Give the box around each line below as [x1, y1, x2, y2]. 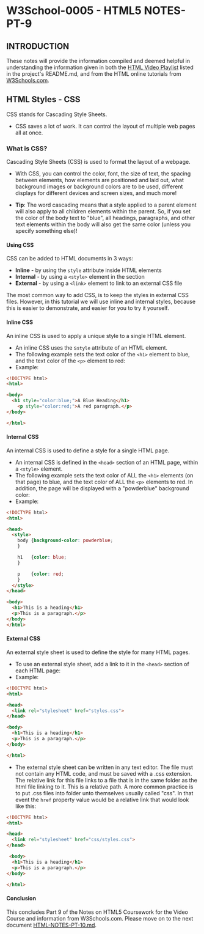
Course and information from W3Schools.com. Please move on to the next [6, 914, 194, 922]
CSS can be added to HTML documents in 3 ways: [6, 255, 133, 262]
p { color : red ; [17, 571, 64, 577]
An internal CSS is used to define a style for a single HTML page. [6, 447, 170, 454]
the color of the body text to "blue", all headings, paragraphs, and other [15, 215, 195, 222]
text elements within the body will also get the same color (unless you [15, 221, 191, 228]
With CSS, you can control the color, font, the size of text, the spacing [15, 170, 191, 177]
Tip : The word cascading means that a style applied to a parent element [15, 201, 197, 208]
